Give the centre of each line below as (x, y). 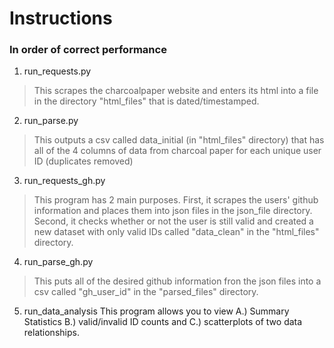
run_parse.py (51, 121)
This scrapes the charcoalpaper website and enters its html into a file (176, 91)
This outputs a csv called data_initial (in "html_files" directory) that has (179, 140)
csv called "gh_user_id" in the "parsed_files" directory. (146, 292)
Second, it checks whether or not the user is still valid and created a (173, 221)
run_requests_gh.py (64, 181)
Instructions (61, 18)
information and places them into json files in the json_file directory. (173, 211)
